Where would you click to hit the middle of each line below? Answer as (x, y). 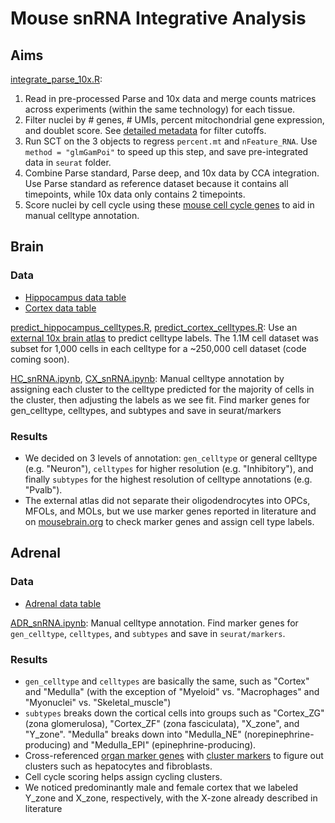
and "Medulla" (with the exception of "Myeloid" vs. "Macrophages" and (172, 691)
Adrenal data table (63, 603)
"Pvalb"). (43, 489)
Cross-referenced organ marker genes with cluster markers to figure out (174, 755)
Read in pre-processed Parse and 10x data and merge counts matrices (170, 98)
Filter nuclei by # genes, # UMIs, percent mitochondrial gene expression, (174, 120)
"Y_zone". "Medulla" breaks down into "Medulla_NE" (133, 734)
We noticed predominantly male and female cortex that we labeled (161, 787)
